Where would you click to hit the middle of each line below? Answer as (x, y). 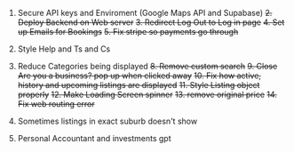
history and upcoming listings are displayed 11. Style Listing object (139, 85)
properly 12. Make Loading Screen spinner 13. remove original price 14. (147, 94)
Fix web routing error (56, 104)
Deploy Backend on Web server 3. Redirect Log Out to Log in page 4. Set (151, 22)
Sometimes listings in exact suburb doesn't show (107, 121)
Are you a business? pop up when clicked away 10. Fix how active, (139, 76)
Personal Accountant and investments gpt (94, 138)
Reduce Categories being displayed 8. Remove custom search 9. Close (147, 66)
